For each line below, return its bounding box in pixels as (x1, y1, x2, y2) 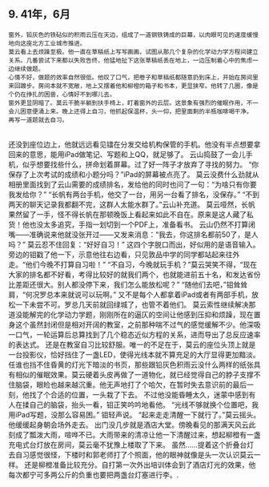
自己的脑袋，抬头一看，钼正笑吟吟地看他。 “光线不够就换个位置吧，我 (29, 400, 259, 409)
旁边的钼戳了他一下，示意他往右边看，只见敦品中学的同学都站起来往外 (8, 249, 240, 259)
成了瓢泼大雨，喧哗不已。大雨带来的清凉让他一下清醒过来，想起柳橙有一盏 (14, 429, 261, 439)
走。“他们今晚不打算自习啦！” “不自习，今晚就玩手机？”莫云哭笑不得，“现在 (8, 260, 258, 269)
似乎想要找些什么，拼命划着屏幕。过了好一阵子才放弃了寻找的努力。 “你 (22, 159, 259, 169)
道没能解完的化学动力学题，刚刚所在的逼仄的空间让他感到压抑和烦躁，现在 (8, 309, 254, 319)
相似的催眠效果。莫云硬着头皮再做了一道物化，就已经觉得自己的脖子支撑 (14, 369, 254, 379)
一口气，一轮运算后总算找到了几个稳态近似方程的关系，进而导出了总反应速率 (8, 329, 261, 339)
